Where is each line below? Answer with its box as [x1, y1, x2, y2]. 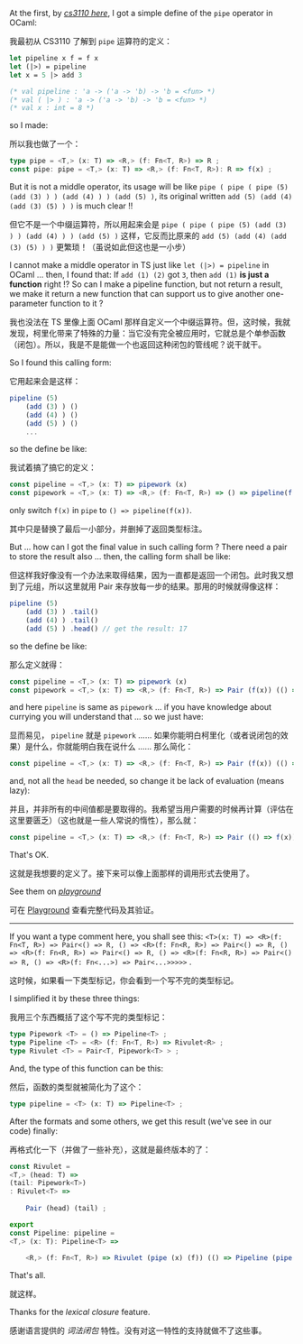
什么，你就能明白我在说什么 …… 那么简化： [32, 741, 194, 752]
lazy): [9, 785, 30, 796]
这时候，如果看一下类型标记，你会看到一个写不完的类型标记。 [9, 975, 239, 986]
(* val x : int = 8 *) [9, 104, 95, 113]
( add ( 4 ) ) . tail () [25, 615, 99, 625]
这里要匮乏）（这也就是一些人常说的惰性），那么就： [9, 815, 199, 826]
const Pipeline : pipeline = [9, 1229, 115, 1238]
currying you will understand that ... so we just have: [9, 712, 204, 723]
